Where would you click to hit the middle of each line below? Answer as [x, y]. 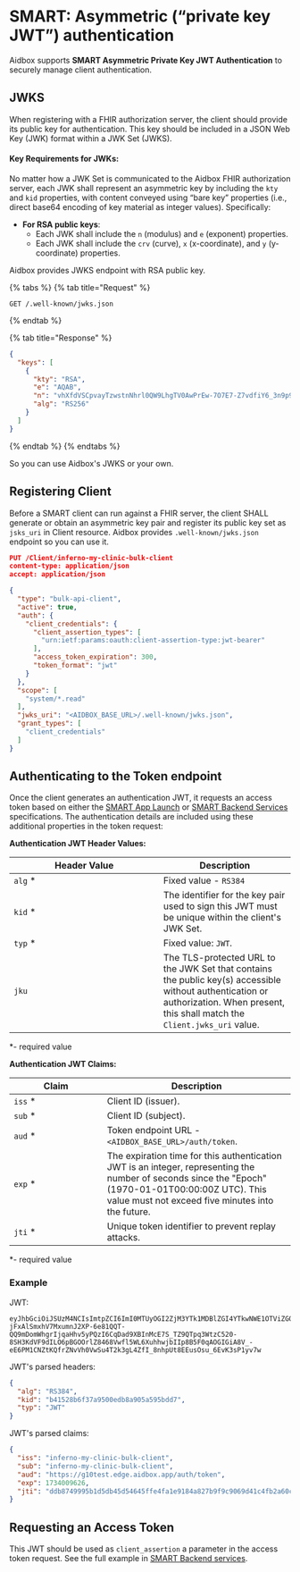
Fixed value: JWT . [198, 943]
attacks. [124, 1238]
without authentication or [216, 991]
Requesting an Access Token [92, 1527]
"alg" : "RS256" [61, 404]
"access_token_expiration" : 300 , [95, 657]
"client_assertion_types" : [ [87, 632]
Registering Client [60, 492]
